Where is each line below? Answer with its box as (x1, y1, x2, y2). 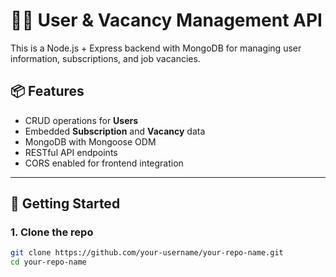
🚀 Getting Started (10, 195, 121, 213)
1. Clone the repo (10, 225, 94, 239)
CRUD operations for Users (24, 114, 139, 126)
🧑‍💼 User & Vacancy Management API (10, 9, 323, 32)
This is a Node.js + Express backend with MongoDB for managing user (10, 42, 302, 54)
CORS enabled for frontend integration (24, 157, 184, 169)
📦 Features (10, 83, 85, 100)
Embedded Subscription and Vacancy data (24, 125, 206, 137)
